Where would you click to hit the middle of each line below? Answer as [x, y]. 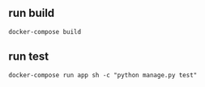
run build [32, 13]
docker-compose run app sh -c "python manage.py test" [103, 75]
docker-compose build [45, 31]
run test [29, 57]
